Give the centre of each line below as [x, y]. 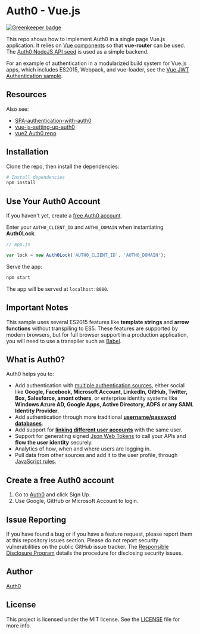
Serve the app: [24, 266]
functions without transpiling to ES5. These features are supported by [92, 328]
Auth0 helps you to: [30, 374]
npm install [21, 183]
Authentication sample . [35, 76]
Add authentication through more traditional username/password [96, 417]
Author [19, 572]
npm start [18, 277]
